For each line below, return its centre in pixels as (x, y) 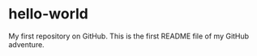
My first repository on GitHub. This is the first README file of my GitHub (129, 36)
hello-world (49, 14)
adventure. (26, 44)
